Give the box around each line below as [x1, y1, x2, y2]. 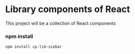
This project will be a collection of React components [5, 20, 116, 26]
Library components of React [5, 4, 130, 15]
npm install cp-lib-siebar [5, 44, 62, 49]
